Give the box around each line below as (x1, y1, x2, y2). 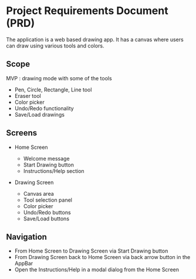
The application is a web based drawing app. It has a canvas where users (6, 36, 184, 43)
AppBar (14, 260, 33, 267)
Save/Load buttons (23, 215, 69, 222)
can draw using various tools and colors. (6, 42, 104, 49)
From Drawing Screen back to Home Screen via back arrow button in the (14, 254, 191, 261)
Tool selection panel (23, 196, 72, 203)
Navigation (6, 232, 47, 241)
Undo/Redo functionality (14, 104, 75, 112)
